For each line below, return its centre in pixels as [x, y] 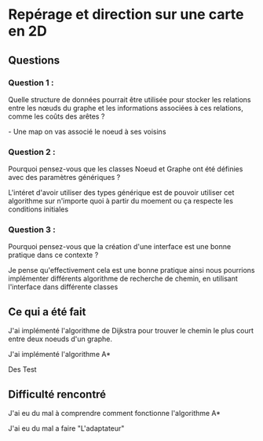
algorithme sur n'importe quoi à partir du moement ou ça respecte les [121, 201]
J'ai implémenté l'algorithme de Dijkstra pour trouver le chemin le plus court [131, 331]
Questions [34, 60]
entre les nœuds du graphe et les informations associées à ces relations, [126, 108]
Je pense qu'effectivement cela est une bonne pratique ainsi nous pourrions [131, 270]
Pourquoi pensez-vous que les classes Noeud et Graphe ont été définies [126, 169]
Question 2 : [32, 152]
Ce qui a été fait [47, 312]
